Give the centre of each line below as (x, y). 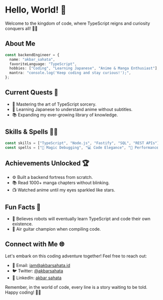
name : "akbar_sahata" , (32, 59)
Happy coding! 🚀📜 (23, 292)
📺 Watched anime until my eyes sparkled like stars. (64, 190)
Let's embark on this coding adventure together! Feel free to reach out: (76, 256)
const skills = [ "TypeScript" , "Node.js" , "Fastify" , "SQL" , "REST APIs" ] (82, 143)
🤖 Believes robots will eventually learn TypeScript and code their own (81, 219)
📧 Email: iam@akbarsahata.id (41, 265)
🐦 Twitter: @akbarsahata (38, 270)
